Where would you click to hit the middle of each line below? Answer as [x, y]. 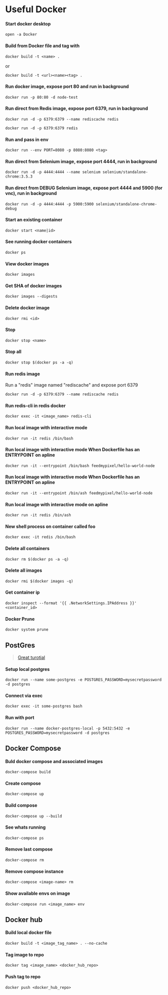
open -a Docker [21, 35]
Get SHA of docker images [34, 285]
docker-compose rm [25, 860]
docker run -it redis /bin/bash [39, 438]
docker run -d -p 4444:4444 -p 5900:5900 [50, 204]
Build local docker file [29, 932]
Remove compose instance [34, 871]
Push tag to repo [23, 976]
